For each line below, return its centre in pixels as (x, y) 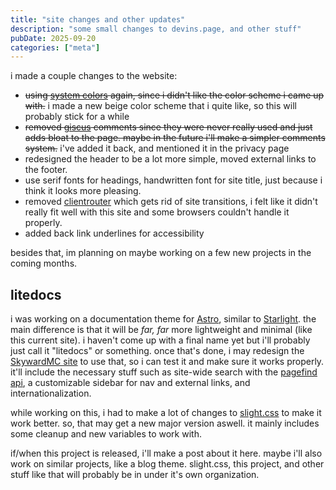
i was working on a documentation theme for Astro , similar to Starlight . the (163, 319)
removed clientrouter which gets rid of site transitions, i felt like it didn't (171, 202)
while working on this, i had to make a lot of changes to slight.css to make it (166, 413)
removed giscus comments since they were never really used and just (168, 127)
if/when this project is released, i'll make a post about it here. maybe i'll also (166, 453)
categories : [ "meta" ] (55, 47)
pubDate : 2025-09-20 (53, 38)
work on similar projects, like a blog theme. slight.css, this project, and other (167, 464)
